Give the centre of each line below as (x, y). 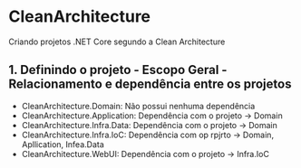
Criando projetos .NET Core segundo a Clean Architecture (117, 42)
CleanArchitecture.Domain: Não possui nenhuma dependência (138, 106)
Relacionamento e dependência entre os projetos (150, 84)
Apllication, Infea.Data (63, 144)
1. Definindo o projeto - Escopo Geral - (118, 70)
